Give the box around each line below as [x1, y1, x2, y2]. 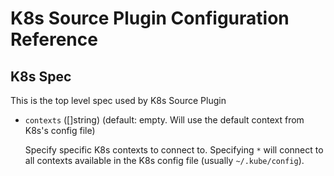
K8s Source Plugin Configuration [10, 7, 290, 30]
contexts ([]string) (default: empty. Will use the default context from [24, 114, 305, 126]
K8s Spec [10, 68, 72, 85]
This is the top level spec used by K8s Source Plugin [10, 95, 227, 106]
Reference [10, 28, 98, 51]
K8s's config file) [24, 125, 96, 136]
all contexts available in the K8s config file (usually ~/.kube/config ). [24, 155, 305, 166]
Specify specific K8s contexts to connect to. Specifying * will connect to [24, 144, 324, 156]
